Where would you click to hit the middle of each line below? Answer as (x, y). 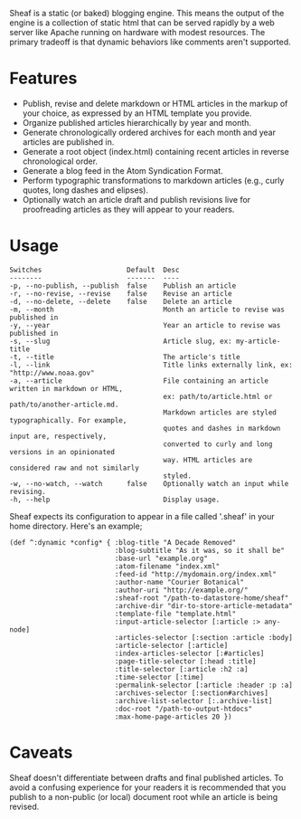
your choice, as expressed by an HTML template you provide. (137, 113)
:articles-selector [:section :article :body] (204, 637)
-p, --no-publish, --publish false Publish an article (123, 286)
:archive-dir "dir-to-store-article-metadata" (204, 605)
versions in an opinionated (62, 452)
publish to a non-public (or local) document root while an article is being (144, 796)
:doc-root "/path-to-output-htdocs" (183, 709)
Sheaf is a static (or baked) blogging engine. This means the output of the (147, 13)
